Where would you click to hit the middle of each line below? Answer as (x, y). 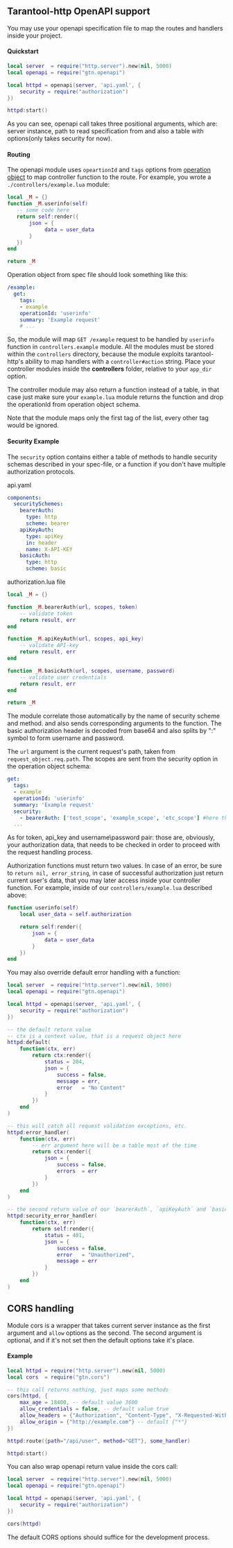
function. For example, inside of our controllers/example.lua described (110, 888)
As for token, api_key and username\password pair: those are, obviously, (111, 838)
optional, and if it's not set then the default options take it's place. (101, 1340)
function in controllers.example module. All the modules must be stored (110, 347)
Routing (19, 154)
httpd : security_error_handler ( (52, 1216)
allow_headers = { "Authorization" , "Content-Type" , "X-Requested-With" (125, 1415)
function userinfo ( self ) (43, 908)
